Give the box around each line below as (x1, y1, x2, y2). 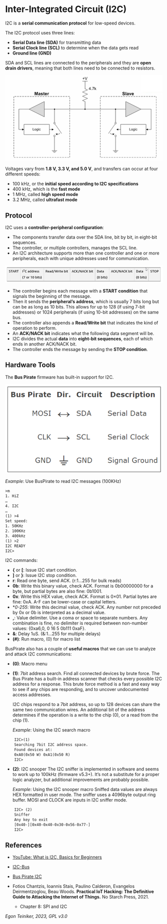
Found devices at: (14, 747, 52, 752)
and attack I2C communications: (5, 651, 72, 657)
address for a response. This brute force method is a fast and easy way (12, 681, 160, 687)
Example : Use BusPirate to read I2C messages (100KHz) (5, 478, 121, 484)
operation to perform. (12, 325, 57, 331)
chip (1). (12, 717, 29, 723)
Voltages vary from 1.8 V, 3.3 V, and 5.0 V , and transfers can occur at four (5, 166, 158, 172)
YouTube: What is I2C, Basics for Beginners (12, 854, 102, 860)
